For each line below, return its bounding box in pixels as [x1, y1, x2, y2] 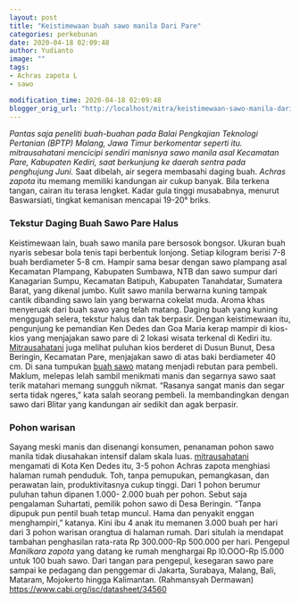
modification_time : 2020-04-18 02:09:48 [9, 96, 162, 105]
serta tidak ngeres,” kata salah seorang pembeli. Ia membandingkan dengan [9, 389, 289, 400]
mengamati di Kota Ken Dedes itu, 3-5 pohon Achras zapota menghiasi [9, 460, 271, 471]
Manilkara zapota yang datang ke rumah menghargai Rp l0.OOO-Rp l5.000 [9, 546, 285, 557]
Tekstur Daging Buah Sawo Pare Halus [9, 217, 179, 230]
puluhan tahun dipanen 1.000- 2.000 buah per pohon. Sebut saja [9, 489, 247, 499]
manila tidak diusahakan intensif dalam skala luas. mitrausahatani [9, 450, 249, 461]
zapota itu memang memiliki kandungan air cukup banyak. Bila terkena [9, 176, 270, 187]
